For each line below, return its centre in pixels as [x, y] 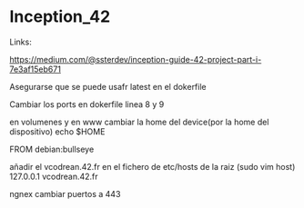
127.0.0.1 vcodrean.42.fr [54, 176]
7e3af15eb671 [35, 69]
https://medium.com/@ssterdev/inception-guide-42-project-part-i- [136, 59]
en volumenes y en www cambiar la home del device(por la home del [139, 122]
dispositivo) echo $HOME [57, 131]
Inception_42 [60, 17]
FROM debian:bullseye [52, 149]
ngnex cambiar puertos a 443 [65, 193]
